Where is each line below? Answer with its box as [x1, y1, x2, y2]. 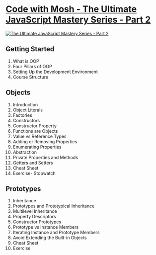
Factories [12, 112, 32, 118]
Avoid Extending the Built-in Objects [12, 235, 87, 241]
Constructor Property [12, 123, 57, 129]
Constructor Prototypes [12, 219, 62, 225]
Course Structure [12, 74, 49, 80]
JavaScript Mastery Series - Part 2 [5, 14, 151, 25]
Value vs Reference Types [12, 133, 67, 139]
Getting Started [5, 45, 55, 53]
